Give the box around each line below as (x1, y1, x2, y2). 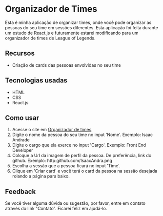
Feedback (5, 187, 36, 196)
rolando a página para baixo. (12, 173, 70, 179)
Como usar (5, 114, 40, 122)
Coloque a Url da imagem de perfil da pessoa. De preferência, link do (12, 153, 152, 158)
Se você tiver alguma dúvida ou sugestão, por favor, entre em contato (5, 200, 145, 206)
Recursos (5, 49, 35, 58)
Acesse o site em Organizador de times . (12, 127, 93, 133)
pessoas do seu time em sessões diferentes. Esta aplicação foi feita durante (5, 24, 159, 30)
